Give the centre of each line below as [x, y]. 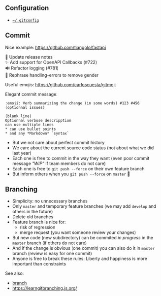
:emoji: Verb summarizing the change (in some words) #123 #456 [72, 103]
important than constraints [39, 264]
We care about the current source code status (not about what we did [83, 148]
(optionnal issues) [25, 107]
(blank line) [18, 116]
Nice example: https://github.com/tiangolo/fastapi [56, 47]
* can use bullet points [31, 129]
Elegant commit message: [31, 94]
